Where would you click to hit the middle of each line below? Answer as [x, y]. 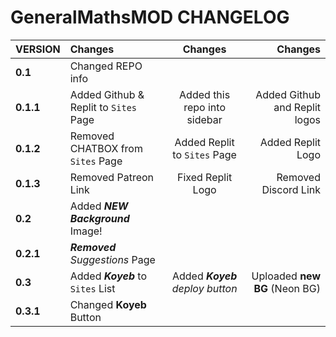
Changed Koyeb [108, 304]
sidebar [204, 119]
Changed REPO [106, 66]
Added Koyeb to [108, 276]
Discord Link [291, 189]
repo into [204, 107]
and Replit [297, 107]
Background [99, 218]
